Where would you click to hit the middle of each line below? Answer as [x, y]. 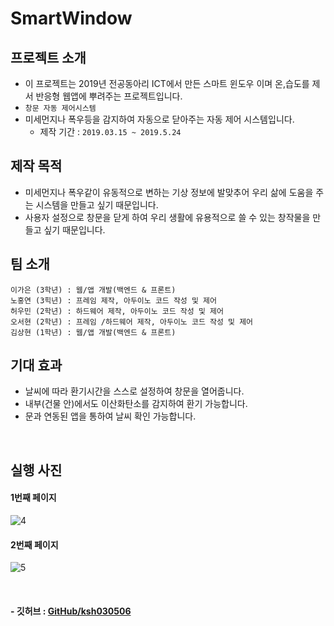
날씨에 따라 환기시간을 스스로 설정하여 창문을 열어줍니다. [134, 391]
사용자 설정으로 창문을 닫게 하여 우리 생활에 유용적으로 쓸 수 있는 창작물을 [167, 217]
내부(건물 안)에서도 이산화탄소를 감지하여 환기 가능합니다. [136, 404]
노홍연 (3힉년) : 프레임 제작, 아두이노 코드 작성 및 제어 [113, 300]
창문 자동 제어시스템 [60, 108]
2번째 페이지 [34, 544]
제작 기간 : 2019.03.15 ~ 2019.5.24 [110, 131]
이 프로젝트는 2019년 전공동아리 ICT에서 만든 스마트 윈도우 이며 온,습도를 [167, 83]
